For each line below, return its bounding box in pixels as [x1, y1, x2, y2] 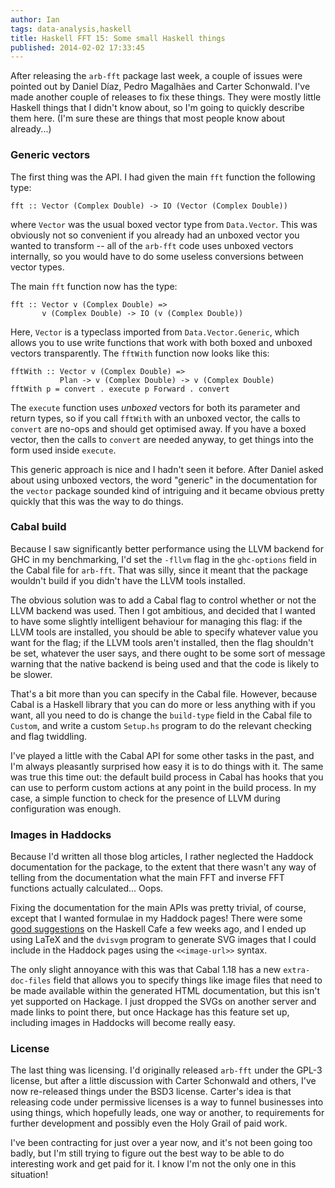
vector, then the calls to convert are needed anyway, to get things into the [10, 433, 314, 445]
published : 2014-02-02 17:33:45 [10, 42, 145, 53]
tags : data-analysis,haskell [10, 24, 132, 34]
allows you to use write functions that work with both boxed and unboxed [10, 336, 313, 348]
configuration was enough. [10, 802, 122, 815]
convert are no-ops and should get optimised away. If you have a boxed [10, 422, 307, 435]
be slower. [10, 668, 53, 680]
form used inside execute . [10, 444, 117, 456]
